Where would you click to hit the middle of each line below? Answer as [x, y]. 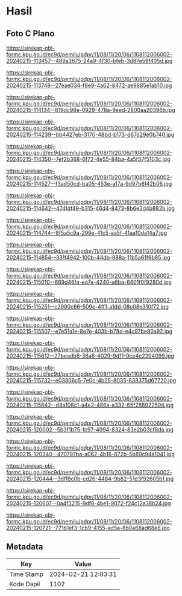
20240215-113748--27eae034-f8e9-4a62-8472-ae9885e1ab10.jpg [89, 85]
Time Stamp [27, 574]
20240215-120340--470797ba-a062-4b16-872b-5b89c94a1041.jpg [90, 454]
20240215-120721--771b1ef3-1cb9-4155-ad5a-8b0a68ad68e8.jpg [88, 528]
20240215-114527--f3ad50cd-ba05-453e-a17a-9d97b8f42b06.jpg [89, 184]
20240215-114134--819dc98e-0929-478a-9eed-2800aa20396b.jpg [91, 110]
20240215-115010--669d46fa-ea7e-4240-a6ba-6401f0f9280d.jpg [89, 282]
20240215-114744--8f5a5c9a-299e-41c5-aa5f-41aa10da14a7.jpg [87, 233]
